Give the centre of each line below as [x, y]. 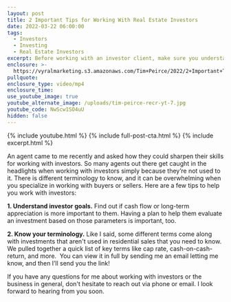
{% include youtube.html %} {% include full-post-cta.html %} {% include [110, 136]
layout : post [26, 13]
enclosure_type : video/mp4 [46, 84]
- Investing [31, 45]
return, [16, 256]
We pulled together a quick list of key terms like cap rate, [88, 248]
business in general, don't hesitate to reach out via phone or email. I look [110, 283]
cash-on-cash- [191, 248]
